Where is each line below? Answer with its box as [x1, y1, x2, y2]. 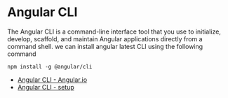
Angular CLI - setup [17, 83, 75, 91]
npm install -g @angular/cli [7, 63, 93, 70]
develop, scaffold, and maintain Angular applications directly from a [7, 34, 203, 43]
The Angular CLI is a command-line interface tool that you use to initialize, [7, 27, 221, 36]
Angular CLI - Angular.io [17, 75, 88, 84]
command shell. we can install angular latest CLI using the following [7, 42, 203, 50]
